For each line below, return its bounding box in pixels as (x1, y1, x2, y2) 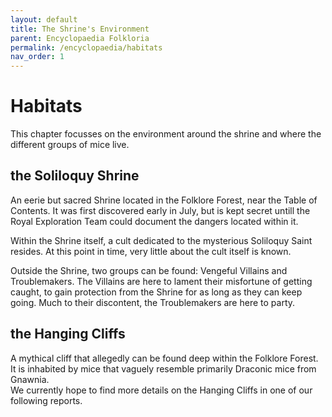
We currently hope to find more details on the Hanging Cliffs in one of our (10, 384, 313, 396)
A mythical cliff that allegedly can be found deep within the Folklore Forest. (10, 352, 319, 364)
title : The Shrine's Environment (10, 24, 150, 34)
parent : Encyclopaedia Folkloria (10, 33, 150, 43)
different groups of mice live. (10, 139, 130, 151)
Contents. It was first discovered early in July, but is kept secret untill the (10, 204, 311, 216)
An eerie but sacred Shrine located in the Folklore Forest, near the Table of (10, 194, 318, 206)
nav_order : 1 (10, 52, 65, 62)
